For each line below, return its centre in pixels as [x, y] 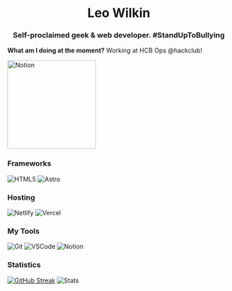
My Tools [24, 231]
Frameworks [29, 164]
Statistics [24, 265]
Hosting [21, 198]
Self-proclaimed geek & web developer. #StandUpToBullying [119, 35]
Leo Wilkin [119, 13]
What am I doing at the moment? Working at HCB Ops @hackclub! [105, 50]
